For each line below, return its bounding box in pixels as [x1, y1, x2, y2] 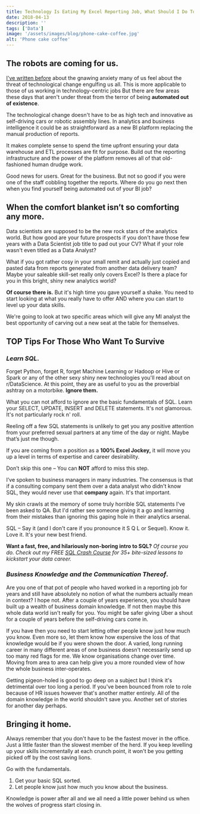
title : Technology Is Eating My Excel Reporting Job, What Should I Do [6, 8, 187, 15]
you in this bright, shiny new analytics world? [6, 277, 117, 284]
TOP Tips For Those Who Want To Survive [6, 336, 165, 346]
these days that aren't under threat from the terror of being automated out [6, 93, 189, 100]
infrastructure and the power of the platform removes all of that [6, 154, 161, 162]
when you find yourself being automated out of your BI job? [6, 185, 152, 192]
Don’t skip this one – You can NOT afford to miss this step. [6, 465, 149, 472]
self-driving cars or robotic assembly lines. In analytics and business [6, 117, 174, 125]
